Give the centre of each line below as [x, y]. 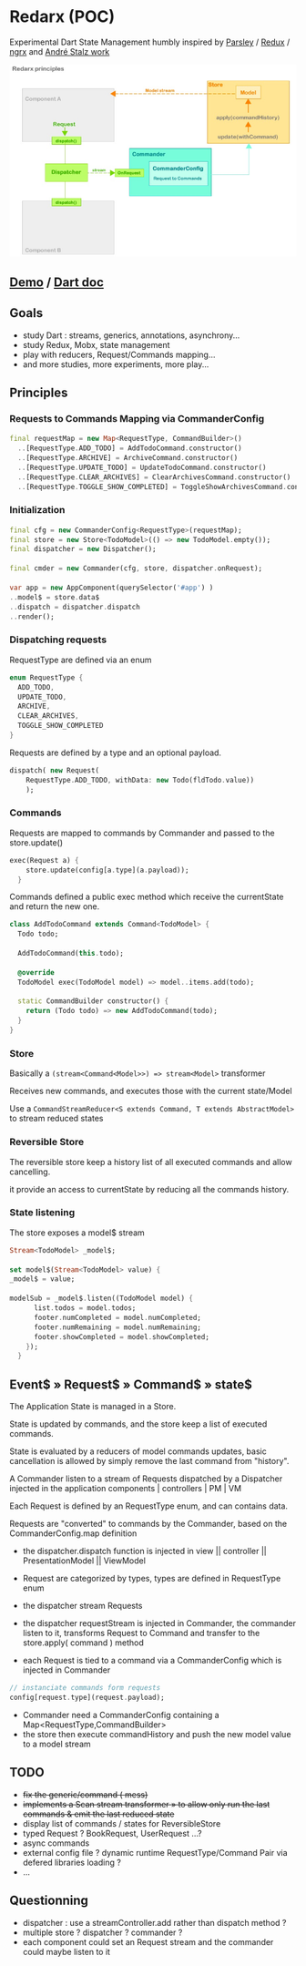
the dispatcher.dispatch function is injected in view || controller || [144, 1551]
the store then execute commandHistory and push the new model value [157, 1734]
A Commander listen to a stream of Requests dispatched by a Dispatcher [146, 1479]
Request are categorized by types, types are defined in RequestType [152, 1579]
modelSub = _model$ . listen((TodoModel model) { [102, 1299]
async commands [56, 1843]
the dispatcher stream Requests [82, 1606]
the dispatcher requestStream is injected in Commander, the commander [159, 1623]
